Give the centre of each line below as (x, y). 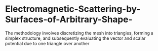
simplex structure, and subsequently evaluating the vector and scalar (75, 38)
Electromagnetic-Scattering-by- (73, 9)
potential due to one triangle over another (47, 43)
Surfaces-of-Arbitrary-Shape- (69, 19)
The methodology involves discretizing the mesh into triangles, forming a (79, 33)
